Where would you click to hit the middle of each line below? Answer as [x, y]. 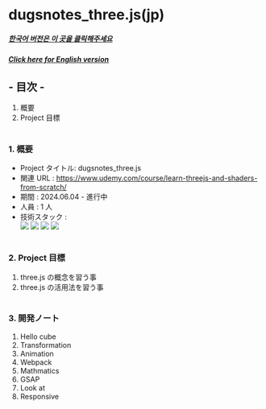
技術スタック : [43, 217]
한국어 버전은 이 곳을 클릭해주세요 [60, 39]
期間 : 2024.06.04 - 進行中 [64, 197]
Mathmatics [39, 370]
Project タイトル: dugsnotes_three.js [81, 168]
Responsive [39, 396]
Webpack [36, 362]
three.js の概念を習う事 [58, 277]
